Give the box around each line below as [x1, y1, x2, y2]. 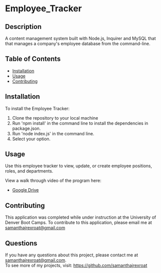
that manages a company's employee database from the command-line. [5, 41, 151, 47]
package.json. [12, 125, 41, 131]
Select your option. [12, 136, 51, 142]
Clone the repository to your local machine [12, 115, 98, 121]
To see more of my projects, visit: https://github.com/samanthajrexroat [5, 263, 148, 269]
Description [5, 23, 42, 31]
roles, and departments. [5, 168, 53, 174]
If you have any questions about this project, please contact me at [5, 252, 138, 258]
